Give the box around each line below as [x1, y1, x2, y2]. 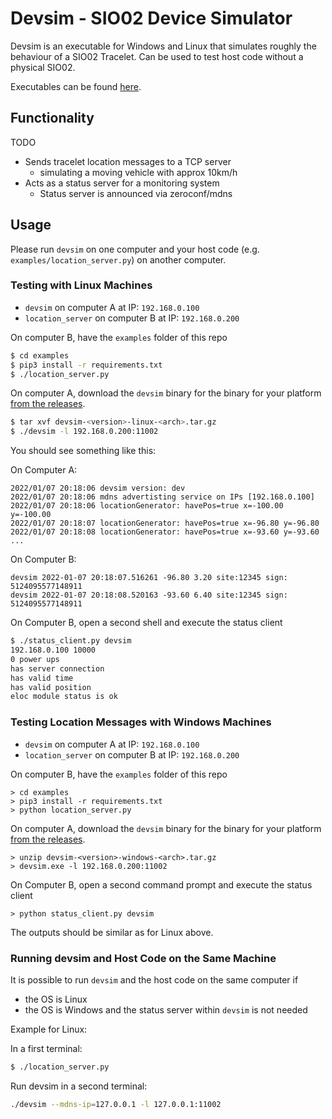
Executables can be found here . [10, 80, 142, 92]
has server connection [10, 663, 105, 674]
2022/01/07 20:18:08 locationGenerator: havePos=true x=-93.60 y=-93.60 [10, 527, 320, 537]
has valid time [10, 673, 74, 683]
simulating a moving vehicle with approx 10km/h [39, 166, 238, 178]
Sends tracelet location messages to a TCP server [24, 155, 232, 167]
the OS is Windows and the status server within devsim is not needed [24, 1003, 308, 1016]
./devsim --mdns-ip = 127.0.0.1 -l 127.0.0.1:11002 [10, 1099, 222, 1109]
